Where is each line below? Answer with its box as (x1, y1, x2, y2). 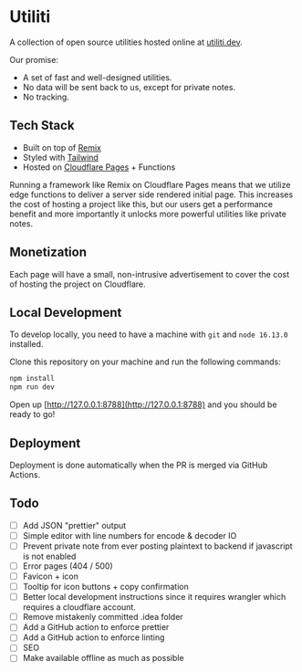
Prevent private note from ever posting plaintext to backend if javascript (22, 541, 294, 551)
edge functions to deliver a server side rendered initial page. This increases (9, 189, 294, 200)
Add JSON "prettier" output (22, 520, 127, 530)
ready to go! (9, 409, 56, 420)
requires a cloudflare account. (22, 602, 137, 613)
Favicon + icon (22, 571, 79, 582)
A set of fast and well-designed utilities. (22, 71, 172, 83)
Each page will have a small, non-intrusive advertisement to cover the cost (9, 268, 290, 279)
